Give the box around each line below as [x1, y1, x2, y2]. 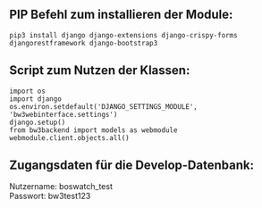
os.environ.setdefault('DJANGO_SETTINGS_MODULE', [9, 102, 199, 111]
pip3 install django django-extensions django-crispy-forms [9, 30, 239, 39]
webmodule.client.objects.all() [9, 133, 130, 142]
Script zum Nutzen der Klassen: [9, 62, 190, 79]
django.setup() [9, 118, 66, 127]
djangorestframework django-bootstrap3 [9, 38, 158, 47]
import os [9, 87, 46, 96]
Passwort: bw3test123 [9, 191, 91, 202]
